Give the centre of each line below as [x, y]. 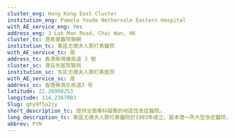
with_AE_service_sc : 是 [41, 78]
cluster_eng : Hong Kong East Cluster [62, 14]
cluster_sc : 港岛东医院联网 [44, 66]
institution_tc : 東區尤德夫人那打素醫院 [61, 46]
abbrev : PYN [24, 124]
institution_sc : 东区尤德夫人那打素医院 [61, 72]
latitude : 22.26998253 [40, 91]
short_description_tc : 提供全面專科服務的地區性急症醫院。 [86, 111]
